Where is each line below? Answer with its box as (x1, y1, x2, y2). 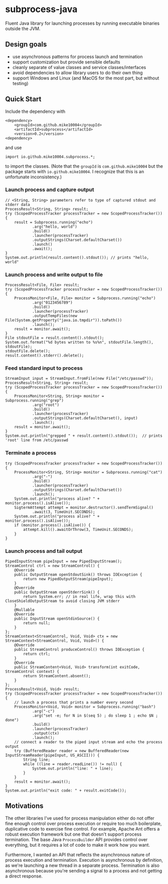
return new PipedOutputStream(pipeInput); (23, 577, 113, 582)
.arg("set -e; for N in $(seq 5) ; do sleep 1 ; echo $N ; (32, 713, 158, 718)
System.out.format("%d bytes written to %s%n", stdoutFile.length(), (5, 340, 154, 345)
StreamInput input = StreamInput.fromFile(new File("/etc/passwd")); (5, 376, 154, 381)
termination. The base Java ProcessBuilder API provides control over (5, 836, 148, 842)
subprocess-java (5, 4, 78, 15)
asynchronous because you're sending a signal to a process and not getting (5, 867, 162, 873)
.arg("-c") (32, 709, 55, 714)
